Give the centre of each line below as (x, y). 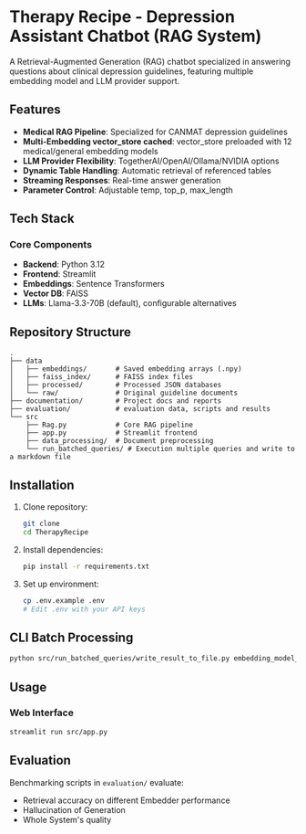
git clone (41, 524)
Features (35, 110)
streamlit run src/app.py (58, 732)
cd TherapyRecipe (56, 532)
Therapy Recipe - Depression (122, 17)
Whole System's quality (67, 819)
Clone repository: (55, 507)
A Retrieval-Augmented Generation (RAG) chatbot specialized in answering (150, 61)
